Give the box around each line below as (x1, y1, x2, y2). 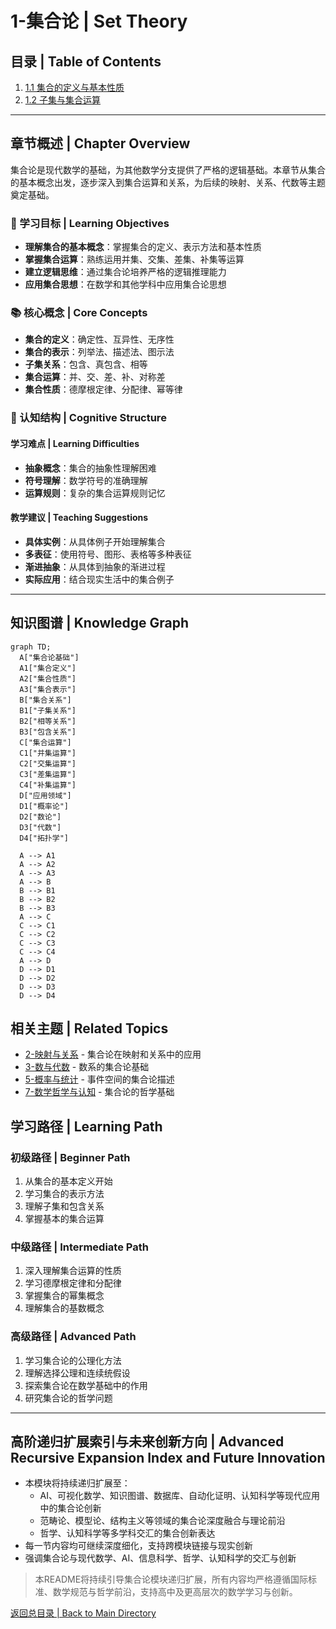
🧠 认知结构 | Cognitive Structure (10, 411, 167, 425)
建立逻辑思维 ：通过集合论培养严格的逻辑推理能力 (24, 266, 227, 278)
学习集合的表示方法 (24, 1188, 105, 1200)
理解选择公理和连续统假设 (24, 1367, 131, 1379)
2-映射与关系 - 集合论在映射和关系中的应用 (24, 1048, 202, 1061)
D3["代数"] (19, 822, 62, 832)
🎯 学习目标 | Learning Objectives (10, 216, 170, 230)
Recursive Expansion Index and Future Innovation (10, 1450, 326, 1467)
